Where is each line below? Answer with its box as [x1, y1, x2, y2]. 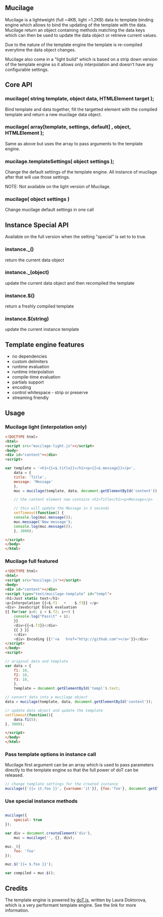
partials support [12, 379, 44, 385]
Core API [5, 81, 33, 89]
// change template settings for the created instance [5, 782, 118, 787]
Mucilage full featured [5, 558, 58, 565]
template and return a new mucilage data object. [5, 111, 102, 117]
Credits [5, 884, 28, 892]
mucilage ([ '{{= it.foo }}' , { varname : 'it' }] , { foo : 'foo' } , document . [5, 786, 149, 791]
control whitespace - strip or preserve [12, 390, 88, 396]
